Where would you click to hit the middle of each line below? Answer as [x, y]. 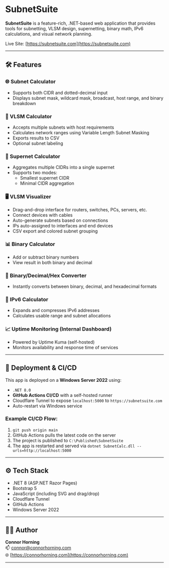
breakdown [24, 103]
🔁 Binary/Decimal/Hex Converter [46, 275]
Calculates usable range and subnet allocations [62, 316]
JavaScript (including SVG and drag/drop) [56, 494]
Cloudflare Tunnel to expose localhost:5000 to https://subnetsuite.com [87, 400]
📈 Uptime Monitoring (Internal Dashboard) [58, 329]
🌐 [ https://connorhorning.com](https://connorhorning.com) [67, 555]
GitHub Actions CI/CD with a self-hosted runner [62, 395]
